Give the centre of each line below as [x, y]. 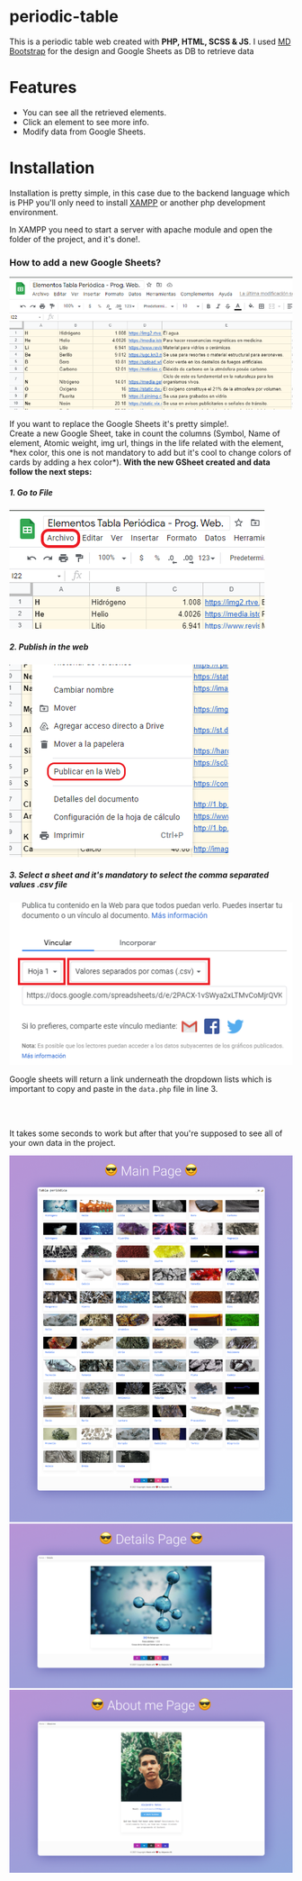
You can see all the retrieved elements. [94, 112]
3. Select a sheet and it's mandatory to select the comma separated [139, 875]
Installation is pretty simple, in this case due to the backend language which [150, 193]
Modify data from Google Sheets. [84, 132]
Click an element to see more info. [86, 122]
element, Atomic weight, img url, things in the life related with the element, [147, 443]
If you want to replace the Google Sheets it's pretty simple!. [119, 424]
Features [43, 88]
